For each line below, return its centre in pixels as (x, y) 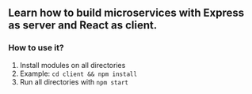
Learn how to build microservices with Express (126, 13)
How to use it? (36, 48)
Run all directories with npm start (74, 81)
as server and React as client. (83, 26)
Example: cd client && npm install (78, 73)
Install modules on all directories (73, 65)
